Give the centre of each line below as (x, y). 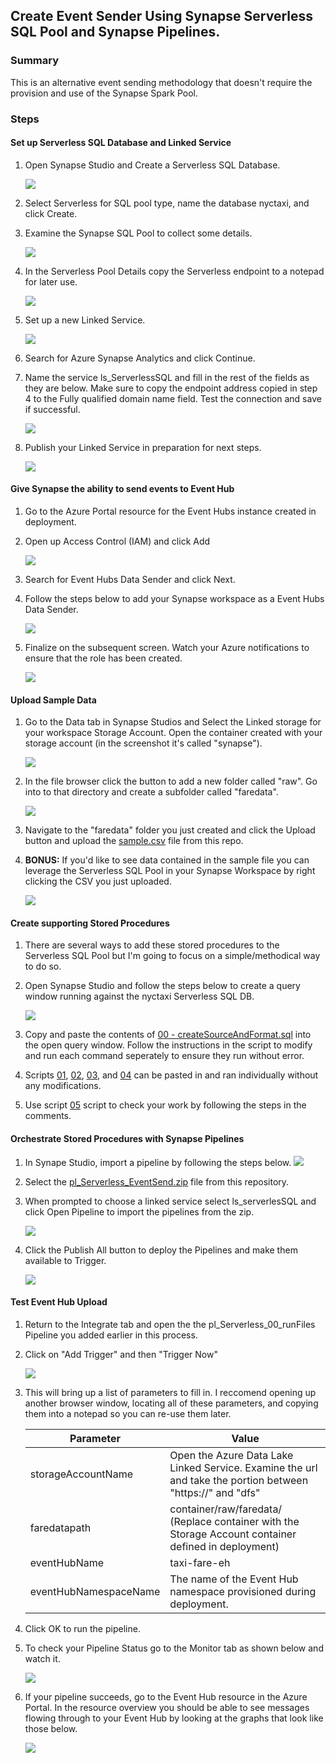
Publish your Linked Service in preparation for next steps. (143, 447)
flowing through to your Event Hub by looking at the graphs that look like (174, 1718)
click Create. (51, 213)
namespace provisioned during (243, 1591)
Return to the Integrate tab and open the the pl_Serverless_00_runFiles (170, 1324)
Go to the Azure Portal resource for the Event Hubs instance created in (170, 511)
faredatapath (60, 1527)
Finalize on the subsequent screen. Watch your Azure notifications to (167, 648)
